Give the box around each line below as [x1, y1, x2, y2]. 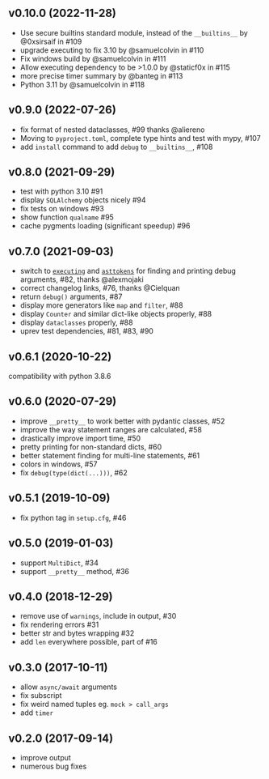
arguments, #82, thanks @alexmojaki [19, 275, 144, 284]
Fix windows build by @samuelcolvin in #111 [19, 53, 166, 63]
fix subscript [19, 691, 62, 700]
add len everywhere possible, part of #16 [19, 637, 158, 647]
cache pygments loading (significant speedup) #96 [19, 221, 191, 231]
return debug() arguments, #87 [19, 292, 123, 302]
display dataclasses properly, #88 [19, 317, 133, 327]
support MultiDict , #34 [19, 558, 99, 568]
